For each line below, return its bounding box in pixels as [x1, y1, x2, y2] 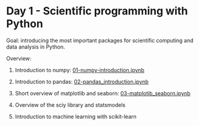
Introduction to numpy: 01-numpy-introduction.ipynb [14, 66, 145, 73]
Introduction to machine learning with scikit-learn [14, 113, 137, 120]
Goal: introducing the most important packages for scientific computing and [6, 37, 194, 44]
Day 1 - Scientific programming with [6, 4, 188, 18]
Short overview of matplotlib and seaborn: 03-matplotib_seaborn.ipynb [14, 89, 191, 97]
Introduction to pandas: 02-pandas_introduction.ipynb [14, 78, 149, 85]
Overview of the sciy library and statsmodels [14, 101, 126, 109]
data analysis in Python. [6, 43, 65, 50]
